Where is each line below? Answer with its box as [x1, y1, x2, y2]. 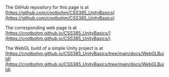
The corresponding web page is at [5, 25, 77, 31]
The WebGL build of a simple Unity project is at [5, 45, 103, 51]
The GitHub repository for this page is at [5, 5, 89, 10]
